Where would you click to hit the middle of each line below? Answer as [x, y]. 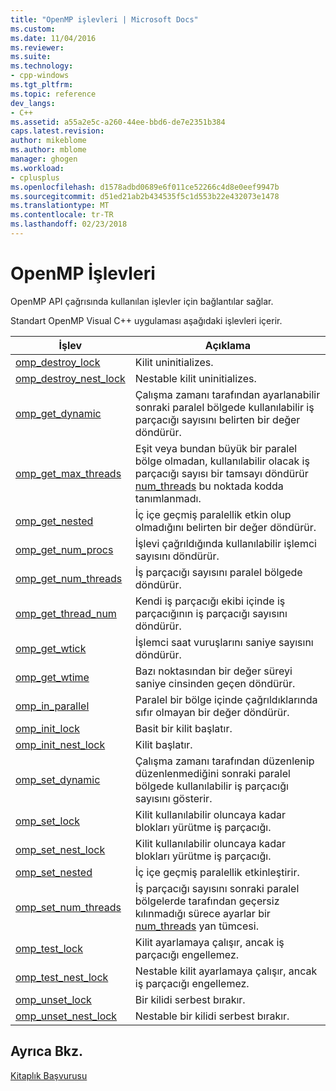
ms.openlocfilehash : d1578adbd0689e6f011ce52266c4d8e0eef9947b [145, 187]
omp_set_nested [54, 872]
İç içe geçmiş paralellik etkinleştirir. [217, 872]
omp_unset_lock [53, 999]
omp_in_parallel [52, 706]
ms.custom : [33, 29]
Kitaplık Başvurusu [49, 1075]
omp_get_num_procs [64, 549]
